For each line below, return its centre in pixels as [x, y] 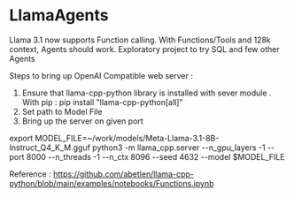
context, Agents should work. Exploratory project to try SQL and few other [145, 49]
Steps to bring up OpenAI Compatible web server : [101, 75]
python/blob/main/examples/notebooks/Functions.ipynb [112, 183]
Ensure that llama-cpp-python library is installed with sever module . [147, 93]
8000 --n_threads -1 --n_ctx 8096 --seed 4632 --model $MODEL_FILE [155, 156]
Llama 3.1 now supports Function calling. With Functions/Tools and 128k [140, 40]
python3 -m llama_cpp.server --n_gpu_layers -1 [179, 148]
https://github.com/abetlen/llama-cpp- [124, 174]
